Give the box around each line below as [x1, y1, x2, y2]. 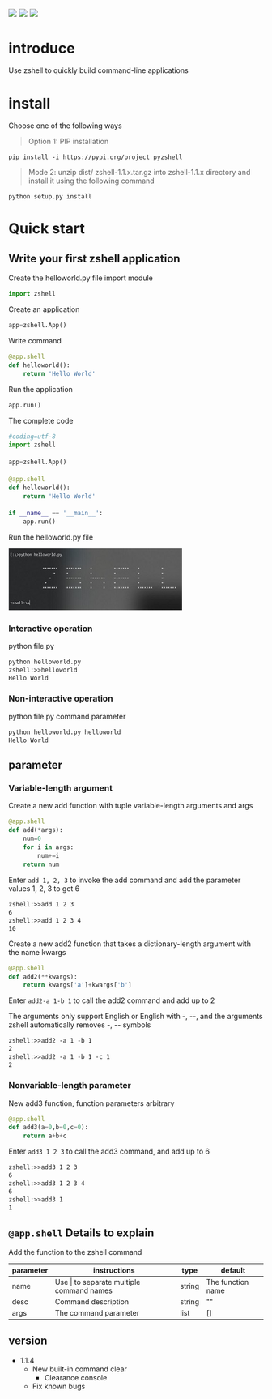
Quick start [8, 220, 85, 238]
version [8, 1334, 48, 1348]
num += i [37, 851, 60, 859]
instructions [92, 1265, 135, 1275]
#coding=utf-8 [8, 433, 57, 441]
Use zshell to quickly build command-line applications [8, 66, 189, 75]
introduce [8, 39, 75, 58]
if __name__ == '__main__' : [8, 510, 104, 518]
